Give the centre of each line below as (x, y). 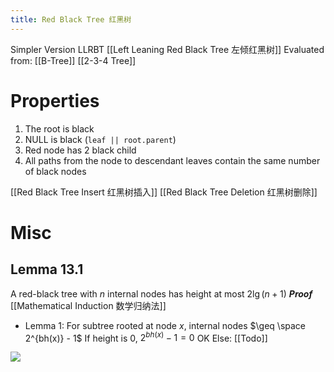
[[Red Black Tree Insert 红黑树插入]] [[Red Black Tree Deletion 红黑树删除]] (164, 192)
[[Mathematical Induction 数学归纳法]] (88, 305)
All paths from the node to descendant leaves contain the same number (172, 160)
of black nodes (55, 171)
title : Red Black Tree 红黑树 (71, 19)
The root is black (59, 128)
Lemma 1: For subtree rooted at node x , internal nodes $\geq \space (165, 325)
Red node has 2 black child (80, 150)
